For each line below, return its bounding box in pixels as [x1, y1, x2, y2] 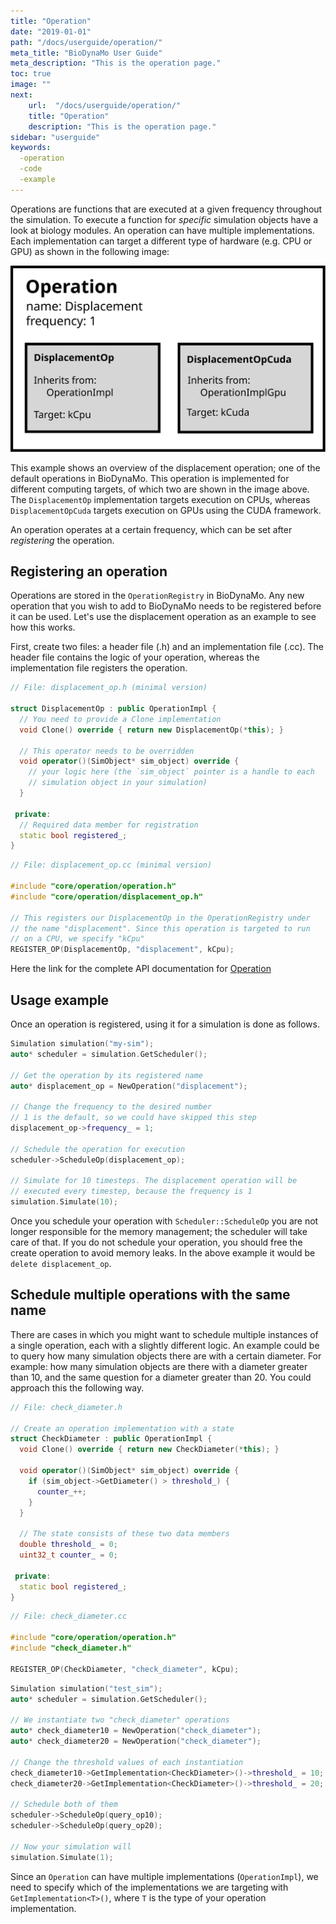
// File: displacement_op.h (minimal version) [10, 683, 208, 693]
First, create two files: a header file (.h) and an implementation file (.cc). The [10, 641, 324, 653]
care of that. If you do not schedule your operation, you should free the [10, 1236, 303, 1249]
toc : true [10, 69, 52, 79]
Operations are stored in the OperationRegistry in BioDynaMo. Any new [10, 590, 305, 602]
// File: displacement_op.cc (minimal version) [10, 860, 213, 870]
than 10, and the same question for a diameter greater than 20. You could [10, 1371, 312, 1383]
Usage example [10, 991, 110, 1009]
